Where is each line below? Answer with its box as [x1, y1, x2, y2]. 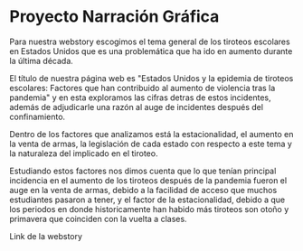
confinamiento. [9, 111, 66, 122]
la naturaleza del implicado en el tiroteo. [9, 147, 158, 159]
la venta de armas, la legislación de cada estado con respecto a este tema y [9, 138, 292, 149]
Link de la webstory [9, 230, 83, 241]
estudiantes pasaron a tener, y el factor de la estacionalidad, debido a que [9, 194, 286, 205]
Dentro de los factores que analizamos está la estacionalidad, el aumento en [9, 128, 294, 139]
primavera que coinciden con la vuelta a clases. [9, 213, 187, 224]
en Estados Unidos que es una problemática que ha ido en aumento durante [9, 45, 293, 56]
